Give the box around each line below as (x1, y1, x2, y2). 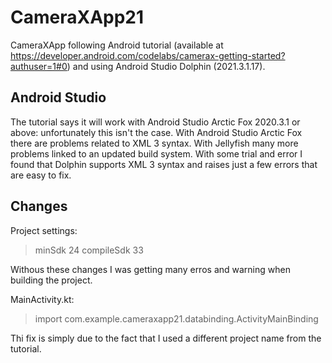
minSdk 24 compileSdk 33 (34, 244, 144, 256)
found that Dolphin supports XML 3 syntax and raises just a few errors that (10, 158, 318, 170)
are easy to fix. (10, 169, 72, 181)
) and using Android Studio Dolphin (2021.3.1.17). (66, 60, 266, 72)
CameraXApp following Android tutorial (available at (10, 39, 224, 51)
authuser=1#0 (10, 60, 68, 72)
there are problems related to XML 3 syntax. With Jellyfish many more (10, 137, 299, 149)
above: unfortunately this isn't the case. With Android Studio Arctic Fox (10, 126, 303, 138)
